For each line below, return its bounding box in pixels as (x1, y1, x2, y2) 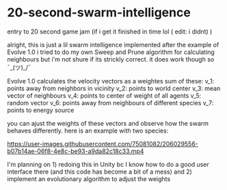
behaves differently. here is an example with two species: (7, 126, 169, 135)
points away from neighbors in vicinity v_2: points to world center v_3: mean (7, 84, 221, 92)
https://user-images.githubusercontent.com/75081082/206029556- (7, 139, 198, 148)
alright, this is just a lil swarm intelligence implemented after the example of (7, 40, 219, 49)
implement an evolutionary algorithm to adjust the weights (7, 174, 171, 182)
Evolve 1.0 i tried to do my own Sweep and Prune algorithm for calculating (7, 48, 215, 56)
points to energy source (7, 106, 75, 114)
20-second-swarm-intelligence (7, 5, 191, 21)
